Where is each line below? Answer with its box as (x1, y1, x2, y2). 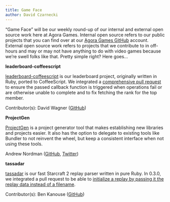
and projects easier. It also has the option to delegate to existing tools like (5, 130, 160, 136)
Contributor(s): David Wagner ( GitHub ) (5, 105, 87, 111)
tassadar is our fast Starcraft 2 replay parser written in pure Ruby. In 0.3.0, (5, 170, 161, 176)
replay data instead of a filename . (5, 181, 76, 187)
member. (5, 95, 24, 101)
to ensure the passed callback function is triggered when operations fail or (5, 84, 162, 90)
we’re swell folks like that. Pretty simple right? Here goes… (5, 53, 129, 59)
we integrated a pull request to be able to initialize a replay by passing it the (5, 175, 164, 182)
